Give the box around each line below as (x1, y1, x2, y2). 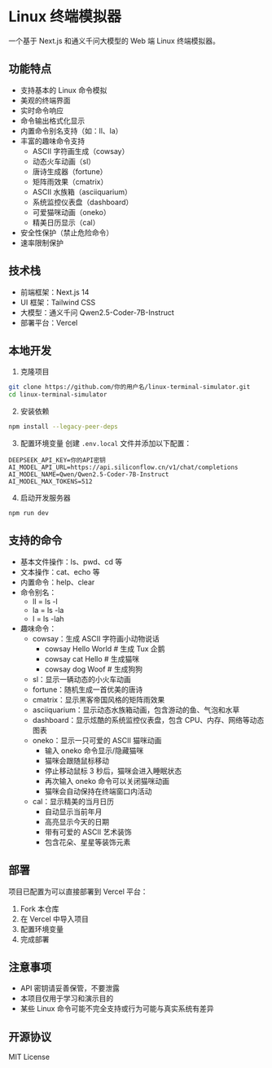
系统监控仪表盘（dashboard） (32, 197, 134, 207)
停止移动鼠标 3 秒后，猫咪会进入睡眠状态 (44, 766, 182, 776)
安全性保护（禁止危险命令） (20, 227, 114, 237)
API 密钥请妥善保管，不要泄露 (20, 983, 121, 993)
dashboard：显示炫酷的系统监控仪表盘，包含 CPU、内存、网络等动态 (32, 715, 265, 724)
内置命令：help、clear (20, 577, 95, 587)
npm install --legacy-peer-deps (8, 422, 118, 431)
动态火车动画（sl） (32, 156, 96, 166)
